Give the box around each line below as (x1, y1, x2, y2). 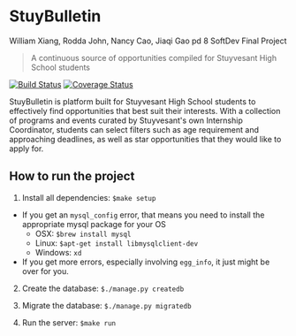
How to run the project (9, 169, 135, 184)
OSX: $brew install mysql (34, 228, 132, 239)
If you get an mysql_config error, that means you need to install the (21, 210, 265, 220)
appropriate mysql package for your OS (21, 218, 166, 229)
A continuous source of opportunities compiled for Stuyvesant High (30, 52, 277, 63)
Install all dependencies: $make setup (21, 192, 156, 202)
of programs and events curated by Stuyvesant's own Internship (9, 115, 243, 126)
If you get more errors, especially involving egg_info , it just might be (21, 256, 270, 267)
